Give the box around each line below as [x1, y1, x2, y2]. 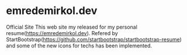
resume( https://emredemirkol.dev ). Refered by [6, 29, 118, 36]
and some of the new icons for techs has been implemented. [6, 42, 153, 49]
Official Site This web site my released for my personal [6, 23, 137, 30]
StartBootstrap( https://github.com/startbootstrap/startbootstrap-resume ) [6, 36, 182, 43]
